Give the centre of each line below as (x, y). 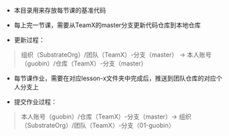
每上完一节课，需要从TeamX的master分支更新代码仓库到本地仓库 (107, 25)
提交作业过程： (35, 102)
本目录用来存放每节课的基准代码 (60, 10)
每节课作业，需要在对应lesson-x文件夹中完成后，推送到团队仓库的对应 (115, 78)
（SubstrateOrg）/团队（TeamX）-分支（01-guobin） (98, 125)
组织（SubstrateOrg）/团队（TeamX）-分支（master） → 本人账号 (116, 55)
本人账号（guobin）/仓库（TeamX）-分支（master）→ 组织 (106, 116)
